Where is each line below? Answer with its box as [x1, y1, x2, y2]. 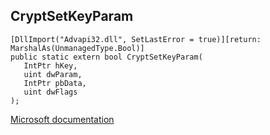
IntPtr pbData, [23, 78, 87, 88]
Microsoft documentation [10, 113, 115, 125]
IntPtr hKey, [23, 60, 78, 71]
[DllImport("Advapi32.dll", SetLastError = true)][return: [10, 34, 262, 44]
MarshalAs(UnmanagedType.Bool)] [10, 43, 145, 53]
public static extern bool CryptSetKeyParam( [10, 52, 203, 62]
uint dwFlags [23, 87, 78, 97]
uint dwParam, [23, 69, 83, 79]
